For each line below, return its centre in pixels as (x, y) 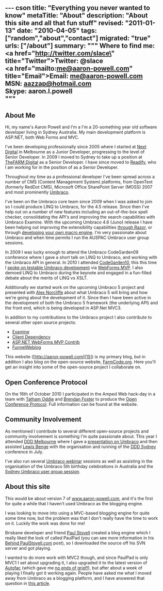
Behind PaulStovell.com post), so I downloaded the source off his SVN (75, 543)
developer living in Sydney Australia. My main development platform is (75, 132)
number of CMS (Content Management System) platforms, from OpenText (79, 182)
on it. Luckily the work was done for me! (45, 523)
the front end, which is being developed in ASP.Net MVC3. (63, 308)
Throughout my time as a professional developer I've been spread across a (80, 177)
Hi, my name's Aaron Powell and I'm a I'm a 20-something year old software (81, 127)
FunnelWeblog (26, 347)
